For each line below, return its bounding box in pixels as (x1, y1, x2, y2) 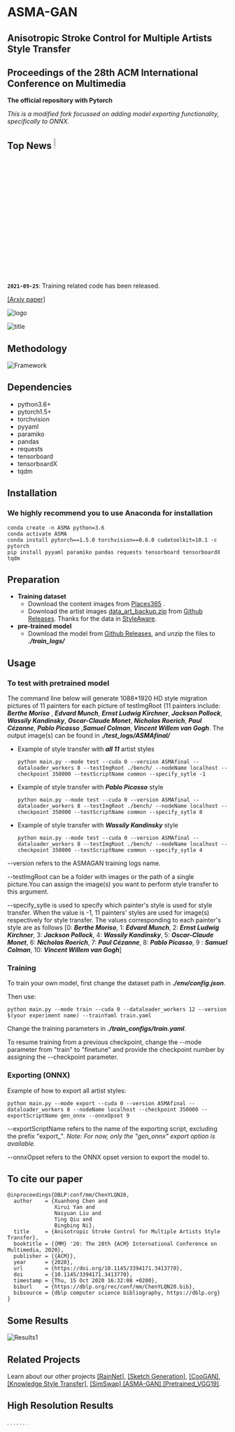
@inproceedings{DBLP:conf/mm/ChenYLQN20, (7, 1191, 130, 1199)
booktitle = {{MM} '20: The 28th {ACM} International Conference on (13, 1240, 218, 1248)
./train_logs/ (27, 637, 65, 645)
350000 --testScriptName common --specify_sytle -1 (52, 771, 206, 778)
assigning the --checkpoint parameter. (7, 1053, 119, 1061)
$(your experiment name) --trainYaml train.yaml (7, 1012, 152, 1019)
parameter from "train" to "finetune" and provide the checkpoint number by (7, 1046, 225, 1054)
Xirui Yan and (54, 1204, 96, 1211)
